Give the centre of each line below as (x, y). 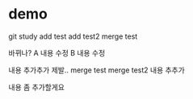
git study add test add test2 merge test (73, 36)
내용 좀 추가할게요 (36, 87)
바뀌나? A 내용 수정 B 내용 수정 (57, 52)
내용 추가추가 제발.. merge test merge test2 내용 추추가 (97, 70)
